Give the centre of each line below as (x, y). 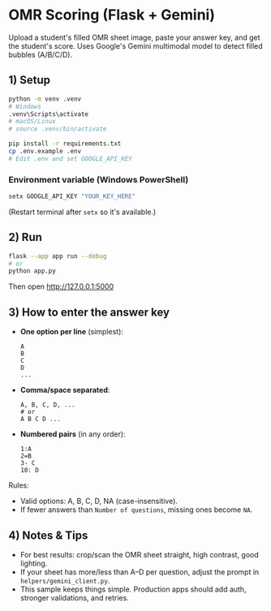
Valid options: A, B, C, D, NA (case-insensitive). (99, 501)
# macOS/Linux (32, 122)
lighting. (34, 563)
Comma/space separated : (65, 390)
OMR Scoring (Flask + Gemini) (112, 15)
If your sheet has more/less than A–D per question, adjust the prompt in (140, 572)
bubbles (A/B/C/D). (41, 54)
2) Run (26, 237)
